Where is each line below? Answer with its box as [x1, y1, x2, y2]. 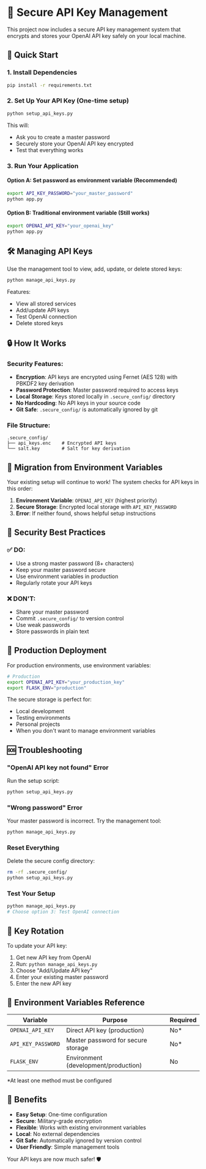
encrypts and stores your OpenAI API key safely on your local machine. [7, 32, 186, 39]
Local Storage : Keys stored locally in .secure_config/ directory [15, 392, 176, 400]
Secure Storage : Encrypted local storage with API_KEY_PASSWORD [15, 503, 177, 510]
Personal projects [15, 720, 61, 728]
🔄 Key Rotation [7, 926, 64, 936]
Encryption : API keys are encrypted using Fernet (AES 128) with [15, 373, 178, 381]
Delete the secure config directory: [7, 857, 95, 865]
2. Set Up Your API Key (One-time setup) [7, 97, 129, 105]
